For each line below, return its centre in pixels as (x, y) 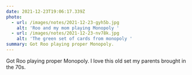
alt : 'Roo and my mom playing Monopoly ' (68, 28)
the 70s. (16, 67)
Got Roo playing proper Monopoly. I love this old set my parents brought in (96, 61)
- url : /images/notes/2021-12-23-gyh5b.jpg (65, 22)
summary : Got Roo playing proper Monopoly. (60, 45)
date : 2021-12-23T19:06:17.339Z (46, 11)
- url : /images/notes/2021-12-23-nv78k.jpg (65, 33)
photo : (14, 17)
